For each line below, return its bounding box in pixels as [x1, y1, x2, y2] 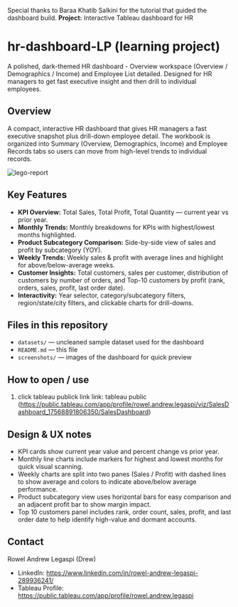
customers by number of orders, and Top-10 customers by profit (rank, [17, 275, 225, 284]
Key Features [7, 189, 67, 201]
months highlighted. [17, 231, 77, 239]
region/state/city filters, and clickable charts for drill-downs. [17, 298, 194, 307]
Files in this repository [7, 319, 108, 331]
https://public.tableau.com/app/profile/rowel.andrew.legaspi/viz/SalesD [20, 400, 229, 408]
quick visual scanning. [17, 463, 83, 470]
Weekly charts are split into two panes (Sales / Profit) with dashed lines [17, 470, 227, 478]
